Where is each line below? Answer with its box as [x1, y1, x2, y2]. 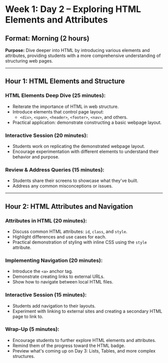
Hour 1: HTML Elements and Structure [5, 77, 125, 85]
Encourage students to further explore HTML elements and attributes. [12, 337, 156, 343]
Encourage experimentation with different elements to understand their [12, 148, 159, 154]
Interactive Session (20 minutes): [5, 131, 88, 138]
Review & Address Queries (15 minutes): [5, 166, 105, 173]
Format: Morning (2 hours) [5, 34, 89, 42]
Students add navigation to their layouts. [12, 302, 96, 308]
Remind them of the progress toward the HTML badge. [12, 342, 125, 348]
